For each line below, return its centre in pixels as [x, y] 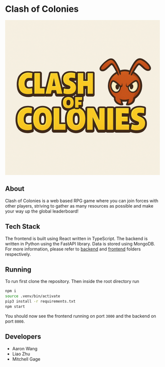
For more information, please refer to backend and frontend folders [73, 249]
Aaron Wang [25, 348]
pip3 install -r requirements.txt [41, 302]
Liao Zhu [21, 354]
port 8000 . [15, 321]
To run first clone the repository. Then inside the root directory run [72, 281]
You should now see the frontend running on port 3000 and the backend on [81, 316]
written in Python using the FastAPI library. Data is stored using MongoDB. [80, 244]
